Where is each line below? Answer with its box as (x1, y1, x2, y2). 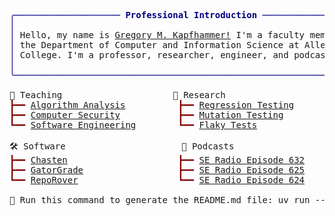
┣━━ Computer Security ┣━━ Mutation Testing (9, 110, 284, 120)
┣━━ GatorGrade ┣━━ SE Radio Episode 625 (9, 165, 306, 175)
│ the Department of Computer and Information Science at (9, 40, 300, 50)
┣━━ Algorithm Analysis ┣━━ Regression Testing (9, 100, 295, 110)
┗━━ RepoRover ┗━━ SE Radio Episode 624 (9, 175, 306, 185)
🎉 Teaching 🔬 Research (9, 90, 226, 100)
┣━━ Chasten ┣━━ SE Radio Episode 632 (9, 155, 306, 165)
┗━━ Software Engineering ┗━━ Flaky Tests (9, 120, 258, 130)
